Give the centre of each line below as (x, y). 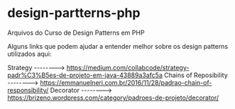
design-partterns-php (74, 13)
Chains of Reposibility (196, 75)
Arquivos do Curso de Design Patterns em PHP (76, 33)
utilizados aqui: (29, 54)
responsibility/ (28, 90)
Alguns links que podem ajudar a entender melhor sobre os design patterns (118, 46)
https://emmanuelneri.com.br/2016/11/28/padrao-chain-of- (126, 82)
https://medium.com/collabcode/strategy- (128, 67)
